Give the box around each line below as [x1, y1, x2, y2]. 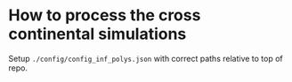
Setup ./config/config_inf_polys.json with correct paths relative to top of [8, 53, 284, 63]
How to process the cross [8, 5, 201, 26]
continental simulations [8, 24, 187, 44]
